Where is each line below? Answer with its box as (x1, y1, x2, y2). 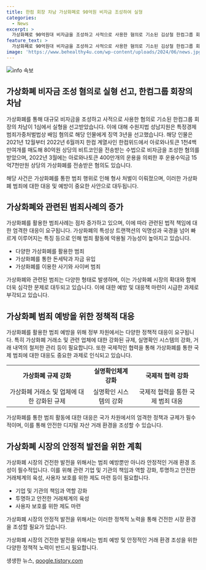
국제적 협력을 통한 (139, 388, 188, 396)
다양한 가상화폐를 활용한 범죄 (15, 248, 85, 255)
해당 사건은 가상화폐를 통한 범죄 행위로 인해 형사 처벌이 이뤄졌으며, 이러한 (6, 174, 181, 182)
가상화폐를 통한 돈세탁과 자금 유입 (15, 256, 96, 263)
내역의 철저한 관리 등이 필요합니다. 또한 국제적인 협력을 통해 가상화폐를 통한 (12, 344, 193, 351)
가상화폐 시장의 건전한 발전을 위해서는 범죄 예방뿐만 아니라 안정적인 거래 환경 (6, 459, 190, 466)
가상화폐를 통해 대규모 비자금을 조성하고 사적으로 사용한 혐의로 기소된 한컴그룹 (6, 115, 193, 123)
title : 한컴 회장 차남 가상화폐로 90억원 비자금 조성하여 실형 (6, 9, 143, 15)
